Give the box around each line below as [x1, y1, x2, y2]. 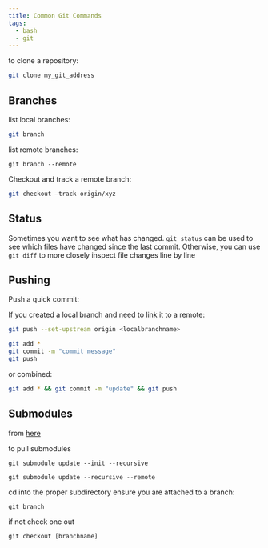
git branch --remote [8, 160, 78, 168]
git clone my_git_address [8, 71, 94, 80]
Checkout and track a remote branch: [8, 174, 132, 184]
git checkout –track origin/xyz [8, 190, 116, 198]
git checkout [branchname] [8, 532, 98, 540]
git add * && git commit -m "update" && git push [8, 385, 178, 393]
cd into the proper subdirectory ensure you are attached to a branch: [8, 487, 235, 497]
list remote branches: [8, 145, 78, 154]
